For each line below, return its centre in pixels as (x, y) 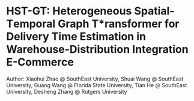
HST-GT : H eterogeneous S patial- (90, 11)
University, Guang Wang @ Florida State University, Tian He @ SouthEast (97, 85)
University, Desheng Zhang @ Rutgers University (67, 91)
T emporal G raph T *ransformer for (93, 24)
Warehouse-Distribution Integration (97, 50)
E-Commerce (40, 62)
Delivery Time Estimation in (76, 37)
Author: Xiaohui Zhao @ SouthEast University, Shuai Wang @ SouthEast (95, 79)
